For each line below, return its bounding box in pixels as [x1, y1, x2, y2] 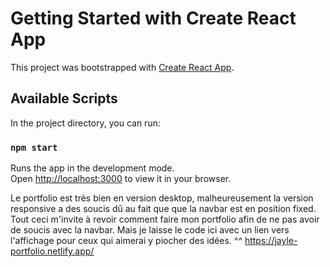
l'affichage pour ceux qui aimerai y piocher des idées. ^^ [10, 235, 243, 247]
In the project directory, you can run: [10, 117, 161, 129]
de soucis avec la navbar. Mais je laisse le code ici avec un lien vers [10, 224, 290, 236]
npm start [10, 142, 58, 153]
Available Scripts [10, 90, 118, 107]
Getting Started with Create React [10, 7, 297, 30]
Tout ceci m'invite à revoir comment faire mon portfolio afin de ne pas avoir [10, 213, 320, 226]
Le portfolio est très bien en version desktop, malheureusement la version [10, 192, 314, 204]
